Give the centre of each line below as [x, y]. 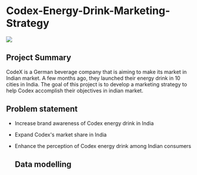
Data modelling [43, 164]
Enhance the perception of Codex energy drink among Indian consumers [103, 146]
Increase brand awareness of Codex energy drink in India [84, 123]
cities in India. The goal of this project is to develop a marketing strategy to [96, 84]
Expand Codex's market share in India [61, 134]
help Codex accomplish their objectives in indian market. [75, 90]
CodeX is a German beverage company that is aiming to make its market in [96, 72]
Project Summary [39, 58]
